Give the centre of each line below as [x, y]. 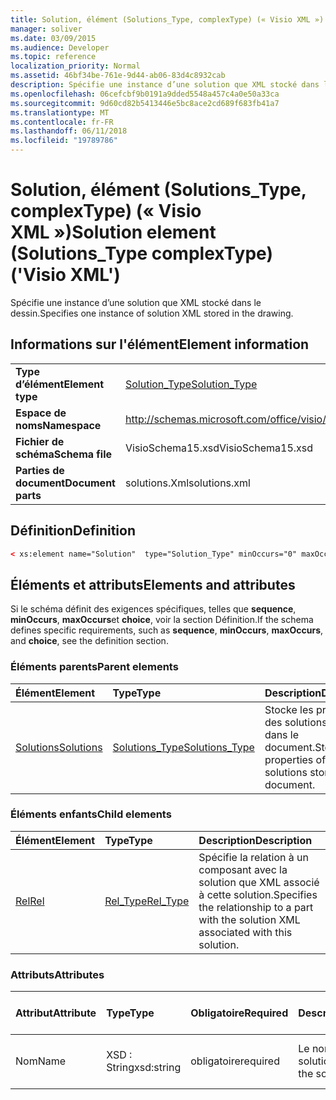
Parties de [40, 470]
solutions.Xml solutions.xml [187, 483]
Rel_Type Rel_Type [147, 901]
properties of [295, 759]
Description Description [255, 840]
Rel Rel [30, 901]
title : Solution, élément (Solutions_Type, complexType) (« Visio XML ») [167, 19]
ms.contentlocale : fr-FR [62, 122]
